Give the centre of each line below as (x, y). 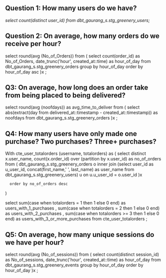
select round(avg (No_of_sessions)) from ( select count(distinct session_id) (82, 254)
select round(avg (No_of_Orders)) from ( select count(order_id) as (73, 56)
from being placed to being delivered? (65, 95)
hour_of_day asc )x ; (26, 71)
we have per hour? (35, 242)
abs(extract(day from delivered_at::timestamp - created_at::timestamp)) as (82, 112)
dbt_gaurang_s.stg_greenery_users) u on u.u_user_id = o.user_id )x (74, 175)
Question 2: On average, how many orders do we (82, 36)
